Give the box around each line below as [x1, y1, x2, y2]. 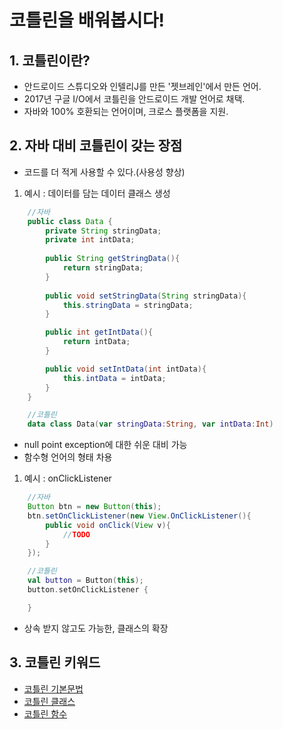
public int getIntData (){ [45, 327, 154, 338]
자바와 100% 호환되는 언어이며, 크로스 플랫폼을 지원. [23, 106, 229, 117]
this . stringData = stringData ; [62, 300, 194, 310]
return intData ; [62, 337, 131, 347]
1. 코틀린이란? [9, 52, 91, 69]
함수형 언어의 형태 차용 [23, 451, 113, 463]
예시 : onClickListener [23, 472, 112, 485]
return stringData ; [62, 263, 144, 273]
